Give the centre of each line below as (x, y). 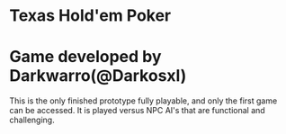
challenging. (32, 120)
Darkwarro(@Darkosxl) (98, 76)
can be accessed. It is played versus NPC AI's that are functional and (137, 111)
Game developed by (85, 57)
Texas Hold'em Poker (90, 16)
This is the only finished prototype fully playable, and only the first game (143, 101)
